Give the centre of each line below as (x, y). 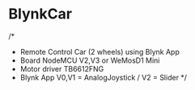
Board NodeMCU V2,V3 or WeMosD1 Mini (90, 60)
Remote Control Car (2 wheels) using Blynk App (100, 51)
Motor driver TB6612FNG (62, 68)
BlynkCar (40, 14)
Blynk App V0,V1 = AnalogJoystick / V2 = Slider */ (104, 77)
